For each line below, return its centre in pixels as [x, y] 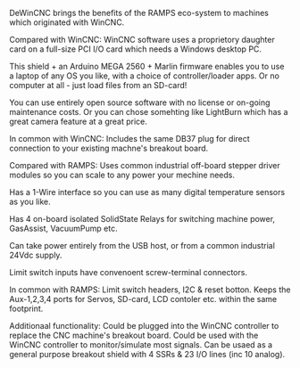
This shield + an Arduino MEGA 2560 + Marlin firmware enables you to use [147, 66]
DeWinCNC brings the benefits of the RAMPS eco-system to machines [139, 13]
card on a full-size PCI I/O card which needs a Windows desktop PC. [135, 49]
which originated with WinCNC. [67, 22]
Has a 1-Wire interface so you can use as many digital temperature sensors [147, 192]
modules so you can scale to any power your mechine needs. [122, 175]
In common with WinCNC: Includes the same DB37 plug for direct [129, 139]
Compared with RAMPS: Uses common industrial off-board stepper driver [145, 165]
